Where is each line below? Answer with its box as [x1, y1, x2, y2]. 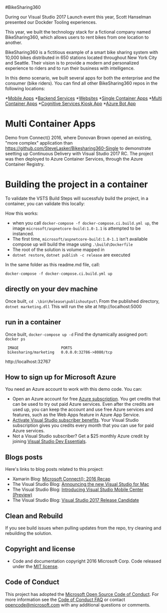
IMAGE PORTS [7, 345, 72, 350]
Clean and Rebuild [5, 511, 63, 520]
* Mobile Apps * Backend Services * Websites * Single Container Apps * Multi [5, 95, 162, 101]
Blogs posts [5, 453, 43, 461]
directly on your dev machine [5, 285, 98, 293]
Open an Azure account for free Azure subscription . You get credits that [12, 396, 161, 402]
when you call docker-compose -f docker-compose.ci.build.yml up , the [12, 220, 159, 226]
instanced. [12, 230, 34, 237]
